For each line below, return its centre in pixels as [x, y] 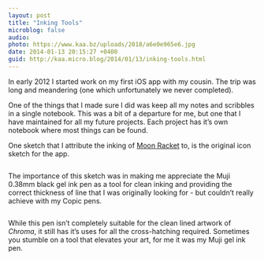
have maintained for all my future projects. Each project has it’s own [118, 122]
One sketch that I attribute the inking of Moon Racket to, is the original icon [130, 145]
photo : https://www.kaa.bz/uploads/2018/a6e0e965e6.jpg [102, 45]
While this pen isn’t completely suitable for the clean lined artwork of [120, 223]
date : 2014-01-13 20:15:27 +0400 [63, 52]
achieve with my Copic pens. [55, 200]
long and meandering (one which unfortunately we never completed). [121, 90]
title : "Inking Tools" [45, 23]
